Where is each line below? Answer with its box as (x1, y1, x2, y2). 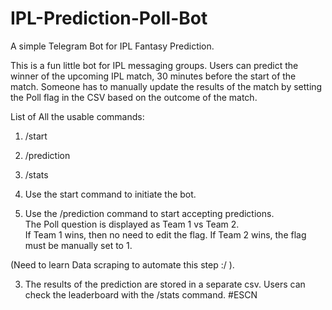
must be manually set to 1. (24, 239, 133, 251)
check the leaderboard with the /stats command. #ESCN (24, 288, 258, 301)
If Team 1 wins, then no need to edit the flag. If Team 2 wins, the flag (24, 228, 307, 241)
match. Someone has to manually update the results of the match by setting (10, 80, 323, 92)
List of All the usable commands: (10, 110, 145, 122)
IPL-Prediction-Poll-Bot (10, 7, 208, 30)
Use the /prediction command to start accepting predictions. (24, 207, 275, 219)
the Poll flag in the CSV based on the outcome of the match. (10, 91, 258, 103)
